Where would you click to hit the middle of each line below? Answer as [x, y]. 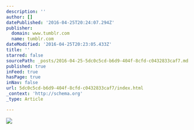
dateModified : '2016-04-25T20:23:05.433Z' [59, 45]
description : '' [26, 11]
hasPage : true [24, 77]
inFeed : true [22, 72]
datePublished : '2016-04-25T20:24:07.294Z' [60, 22]
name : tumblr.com [33, 39]
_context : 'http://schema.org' [45, 94]
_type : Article [25, 99]
